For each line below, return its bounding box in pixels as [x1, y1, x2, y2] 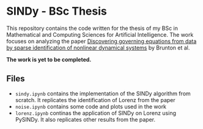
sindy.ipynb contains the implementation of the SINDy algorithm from [15, 90, 191, 97]
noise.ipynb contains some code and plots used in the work [15, 103, 167, 110]
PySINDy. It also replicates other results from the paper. [15, 116, 156, 123]
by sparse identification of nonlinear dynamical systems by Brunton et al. [6, 44, 190, 51]
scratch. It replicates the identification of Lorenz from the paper [15, 96, 175, 103]
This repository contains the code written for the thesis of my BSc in [6, 24, 179, 32]
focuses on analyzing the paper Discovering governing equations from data [6, 37, 197, 45]
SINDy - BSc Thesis [6, 4, 107, 18]
